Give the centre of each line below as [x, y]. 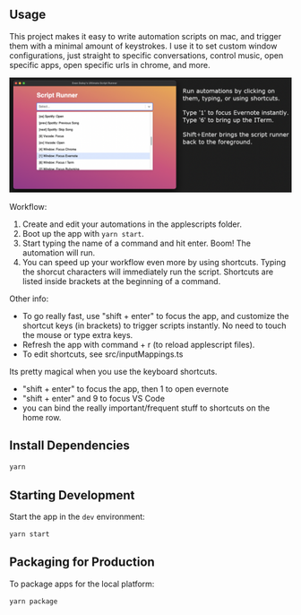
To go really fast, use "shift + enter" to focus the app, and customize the [155, 316]
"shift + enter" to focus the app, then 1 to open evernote [125, 388]
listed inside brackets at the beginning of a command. [121, 281]
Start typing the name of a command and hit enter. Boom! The [136, 243]
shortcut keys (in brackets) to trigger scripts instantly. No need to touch [154, 325]
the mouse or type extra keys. [77, 334]
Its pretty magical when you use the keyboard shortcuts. [113, 371]
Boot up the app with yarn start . [83, 233]
